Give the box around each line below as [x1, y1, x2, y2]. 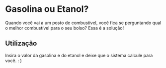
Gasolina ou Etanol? [5, 3, 89, 15]
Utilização [5, 39, 37, 48]
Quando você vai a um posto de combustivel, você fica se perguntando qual [5, 20, 162, 26]
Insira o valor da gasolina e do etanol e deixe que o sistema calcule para [5, 52, 153, 58]
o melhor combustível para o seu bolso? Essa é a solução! [5, 25, 124, 31]
